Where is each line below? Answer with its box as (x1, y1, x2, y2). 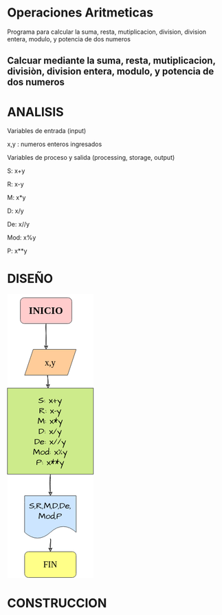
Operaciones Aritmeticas (7, 5, 153, 21)
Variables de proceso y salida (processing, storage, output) (7, 154, 175, 162)
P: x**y (7, 247, 27, 256)
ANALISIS (7, 104, 64, 120)
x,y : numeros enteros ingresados (7, 140, 102, 149)
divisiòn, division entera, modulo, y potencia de (7, 65, 214, 77)
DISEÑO (7, 271, 54, 286)
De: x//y (7, 220, 30, 229)
